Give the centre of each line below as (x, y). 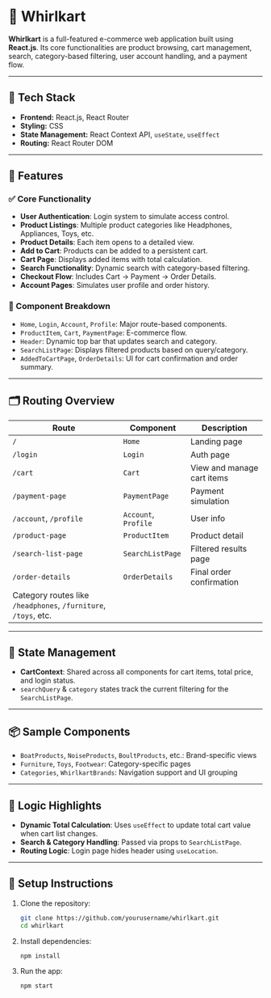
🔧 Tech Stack (42, 97)
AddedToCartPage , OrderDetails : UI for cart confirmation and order (129, 358)
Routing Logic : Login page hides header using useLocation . (119, 850)
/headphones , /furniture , (59, 605)
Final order (211, 572)
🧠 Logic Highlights (55, 805)
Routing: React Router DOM (67, 143)
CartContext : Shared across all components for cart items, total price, (137, 672)
